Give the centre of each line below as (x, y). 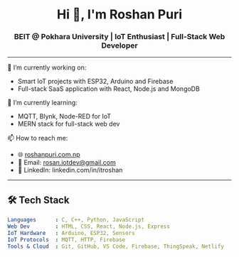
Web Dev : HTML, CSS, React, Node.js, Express (89, 226)
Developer (119, 45)
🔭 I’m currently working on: (47, 67)
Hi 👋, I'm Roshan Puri (119, 15)
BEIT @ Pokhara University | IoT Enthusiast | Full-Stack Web (119, 37)
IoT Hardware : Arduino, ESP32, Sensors (71, 234)
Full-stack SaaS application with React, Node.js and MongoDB (109, 89)
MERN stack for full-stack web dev (69, 124)
